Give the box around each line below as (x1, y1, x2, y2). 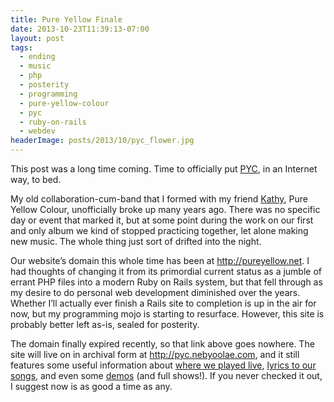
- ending (19, 52, 56, 62)
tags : (10, 42, 33, 53)
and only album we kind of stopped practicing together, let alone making (10, 225, 309, 236)
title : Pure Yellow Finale (10, 14, 123, 25)
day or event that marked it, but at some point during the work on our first (10, 214, 314, 226)
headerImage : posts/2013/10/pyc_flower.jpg (10, 136, 195, 146)
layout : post (10, 33, 65, 43)
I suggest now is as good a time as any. (10, 381, 173, 392)
